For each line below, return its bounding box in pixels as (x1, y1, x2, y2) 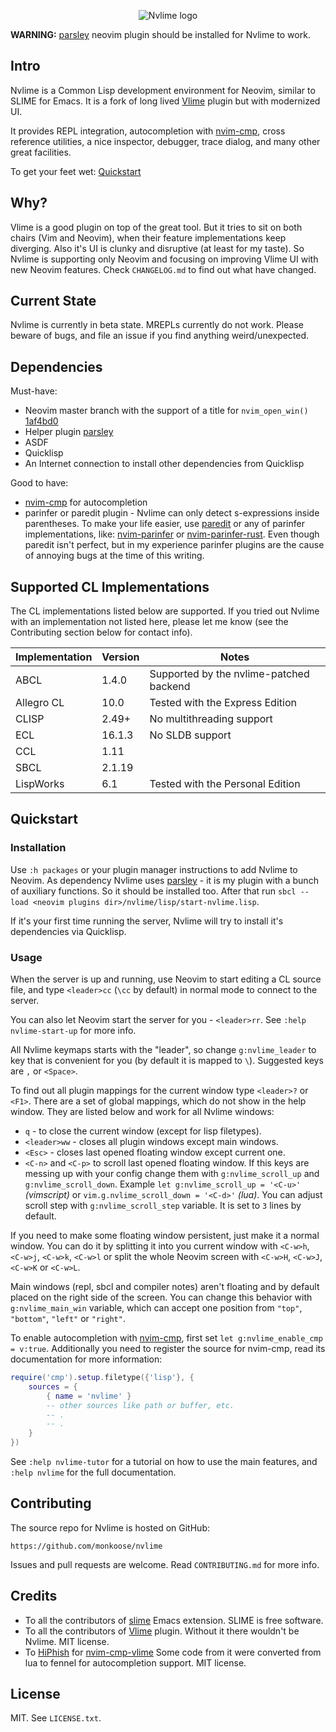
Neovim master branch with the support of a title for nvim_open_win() (24, 405, 309, 417)
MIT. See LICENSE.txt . (10, 1712, 102, 1724)
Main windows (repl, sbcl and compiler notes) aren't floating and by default (10, 1281, 320, 1293)
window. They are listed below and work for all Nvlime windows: (10, 1106, 275, 1118)
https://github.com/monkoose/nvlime (10, 1541, 163, 1551)
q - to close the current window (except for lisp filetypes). (24, 1125, 262, 1137)
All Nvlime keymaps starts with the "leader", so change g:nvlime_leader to (10, 1044, 317, 1056)
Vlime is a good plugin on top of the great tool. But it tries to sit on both (10, 221, 303, 233)
